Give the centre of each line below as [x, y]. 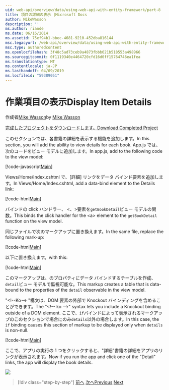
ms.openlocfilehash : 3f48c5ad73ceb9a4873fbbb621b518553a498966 [73, 52]
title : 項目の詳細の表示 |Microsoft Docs [46, 15]
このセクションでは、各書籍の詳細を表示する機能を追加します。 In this [77, 138]
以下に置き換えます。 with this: [36, 257]
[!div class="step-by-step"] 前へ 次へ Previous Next [70, 382]
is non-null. [17, 330]
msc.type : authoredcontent [33, 47]
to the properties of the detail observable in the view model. [83, 290]
